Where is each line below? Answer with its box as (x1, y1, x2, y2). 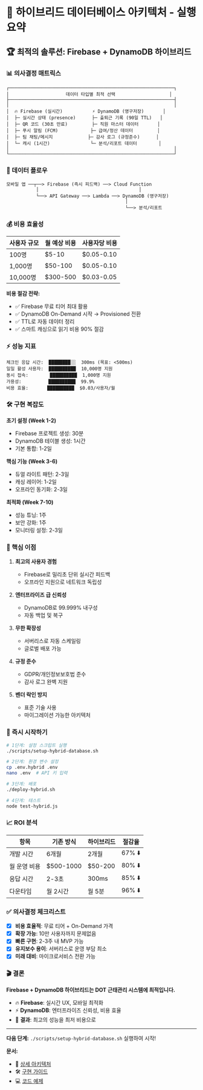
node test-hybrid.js (6, 803, 59, 809)
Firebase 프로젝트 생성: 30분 (14, 430, 84, 437)
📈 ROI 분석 (6, 818, 38, 827)
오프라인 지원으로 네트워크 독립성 (24, 578, 102, 586)
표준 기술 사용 (24, 704, 57, 711)
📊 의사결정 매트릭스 (6, 69, 62, 77)
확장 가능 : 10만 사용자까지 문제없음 (14, 930, 97, 938)
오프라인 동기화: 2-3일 (14, 486, 68, 493)
